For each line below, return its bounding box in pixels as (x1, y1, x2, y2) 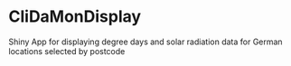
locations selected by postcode (8, 45, 126, 56)
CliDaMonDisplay (8, 6, 142, 27)
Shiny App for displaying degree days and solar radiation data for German (8, 36, 283, 47)
